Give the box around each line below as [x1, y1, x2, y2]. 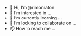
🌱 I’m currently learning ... [9, 15, 62, 20]
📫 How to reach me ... [9, 26, 55, 31]
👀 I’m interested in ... [9, 10, 52, 16]
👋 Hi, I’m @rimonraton [9, 5, 54, 10]
